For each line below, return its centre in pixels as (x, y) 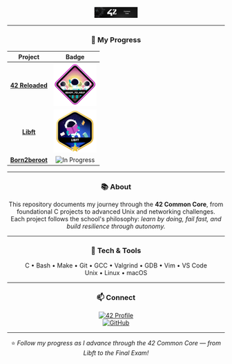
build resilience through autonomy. (116, 226)
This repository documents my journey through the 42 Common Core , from (116, 204)
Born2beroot (29, 160)
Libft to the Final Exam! (116, 353)
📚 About (116, 187)
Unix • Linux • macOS (116, 273)
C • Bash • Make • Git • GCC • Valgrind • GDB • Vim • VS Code (116, 265)
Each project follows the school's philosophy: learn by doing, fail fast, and (116, 219)
